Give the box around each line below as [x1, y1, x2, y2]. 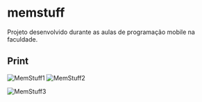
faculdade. [7, 35, 38, 43]
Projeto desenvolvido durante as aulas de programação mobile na [7, 28, 196, 36]
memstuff [7, 5, 65, 21]
